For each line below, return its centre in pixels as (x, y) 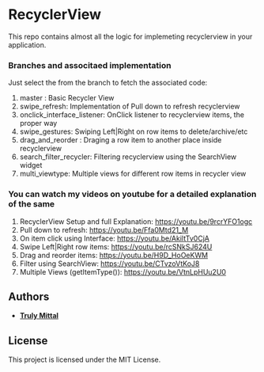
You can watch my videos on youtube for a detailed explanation (132, 194)
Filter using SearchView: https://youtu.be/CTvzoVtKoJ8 (109, 264)
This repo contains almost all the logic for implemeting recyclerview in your (130, 36)
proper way (38, 123)
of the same (32, 204)
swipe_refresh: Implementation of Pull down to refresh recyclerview (130, 106)
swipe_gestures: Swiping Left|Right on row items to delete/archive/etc (134, 131)
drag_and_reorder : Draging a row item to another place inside (121, 140)
